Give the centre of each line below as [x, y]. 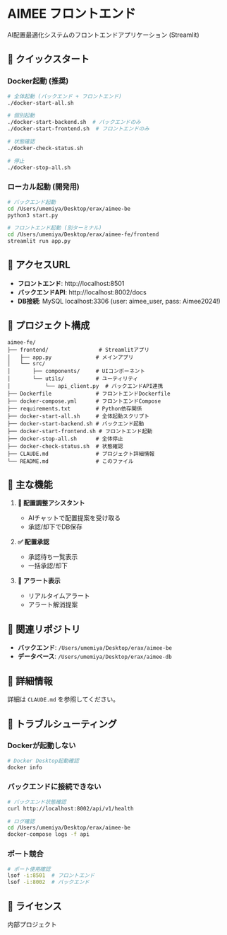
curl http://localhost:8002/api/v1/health [70, 808]
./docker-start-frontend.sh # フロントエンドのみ [78, 129]
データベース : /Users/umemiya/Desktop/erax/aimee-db [94, 656]
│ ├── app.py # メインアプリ [70, 357]
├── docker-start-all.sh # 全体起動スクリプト [78, 416]
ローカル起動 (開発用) [43, 187]
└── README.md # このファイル [70, 461]
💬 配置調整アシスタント [51, 503]
